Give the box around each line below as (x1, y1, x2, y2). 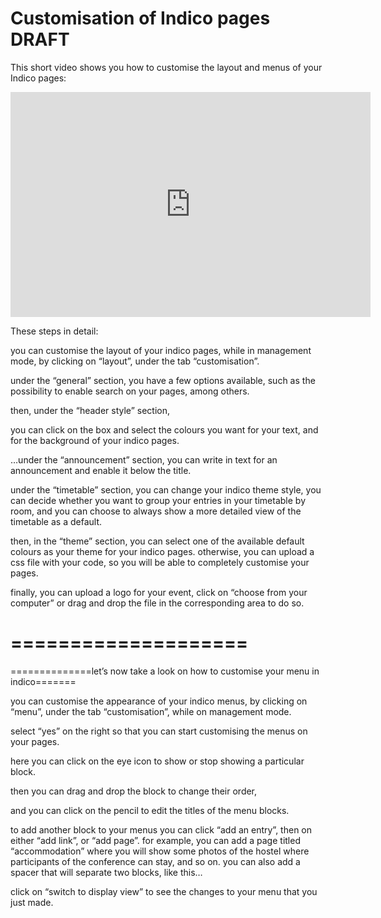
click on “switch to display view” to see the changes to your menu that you (10, 885, 318, 897)
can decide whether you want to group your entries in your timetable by (10, 494, 307, 506)
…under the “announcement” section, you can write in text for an (10, 453, 278, 466)
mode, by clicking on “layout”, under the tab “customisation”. (10, 355, 260, 367)
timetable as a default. (10, 515, 103, 527)
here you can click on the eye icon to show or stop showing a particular (10, 755, 305, 767)
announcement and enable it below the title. (10, 464, 192, 476)
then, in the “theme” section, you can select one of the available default (10, 535, 305, 547)
